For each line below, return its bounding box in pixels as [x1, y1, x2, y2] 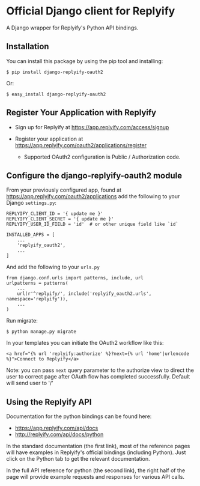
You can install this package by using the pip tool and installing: [6, 57, 163, 64]
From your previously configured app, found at [6, 186, 122, 193]
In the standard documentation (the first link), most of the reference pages [6, 443, 190, 450]
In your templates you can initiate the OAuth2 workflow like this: [6, 339, 164, 347]
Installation [6, 41, 49, 52]
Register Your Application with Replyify [6, 108, 157, 118]
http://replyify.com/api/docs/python [14, 431, 104, 438]
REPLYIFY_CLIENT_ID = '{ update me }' [6, 211, 103, 217]
